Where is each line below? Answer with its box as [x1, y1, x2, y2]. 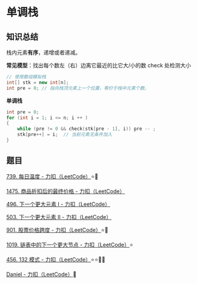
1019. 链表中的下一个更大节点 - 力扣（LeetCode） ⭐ [6, 241, 133, 248]
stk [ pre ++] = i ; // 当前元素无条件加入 [17, 132, 112, 138]
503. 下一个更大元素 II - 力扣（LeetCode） [6, 213, 112, 220]
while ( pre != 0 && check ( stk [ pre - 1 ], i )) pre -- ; [17, 126, 156, 132]
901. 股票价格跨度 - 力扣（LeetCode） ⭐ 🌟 [6, 226, 109, 234]
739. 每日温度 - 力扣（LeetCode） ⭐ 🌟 [6, 172, 99, 180]
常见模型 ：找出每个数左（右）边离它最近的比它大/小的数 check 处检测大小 [6, 62, 192, 69]
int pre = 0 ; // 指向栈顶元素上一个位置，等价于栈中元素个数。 [6, 85, 150, 91]
